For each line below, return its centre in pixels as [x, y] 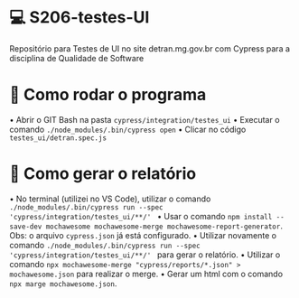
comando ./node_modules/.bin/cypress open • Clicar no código [128, 129]
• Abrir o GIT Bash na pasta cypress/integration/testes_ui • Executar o [145, 119]
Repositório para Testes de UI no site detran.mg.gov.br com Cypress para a [150, 48]
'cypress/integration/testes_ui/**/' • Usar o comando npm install [141, 216]
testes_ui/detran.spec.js [58, 138]
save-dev [26, 227]
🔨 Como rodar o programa [108, 95]
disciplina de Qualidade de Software [77, 58]
